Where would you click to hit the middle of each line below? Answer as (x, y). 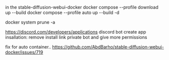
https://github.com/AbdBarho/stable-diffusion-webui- (108, 47)
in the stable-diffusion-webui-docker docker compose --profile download (82, 7)
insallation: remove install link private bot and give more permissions (76, 37)
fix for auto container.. (28, 47)
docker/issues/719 (24, 52)
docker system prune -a (30, 22)
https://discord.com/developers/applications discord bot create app (76, 32)
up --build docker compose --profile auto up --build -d (62, 12)
